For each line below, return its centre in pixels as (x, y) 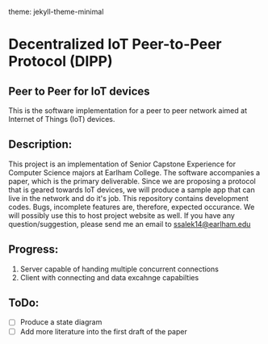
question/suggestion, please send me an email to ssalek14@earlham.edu (130, 224)
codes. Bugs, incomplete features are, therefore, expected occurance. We (132, 207)
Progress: (33, 250)
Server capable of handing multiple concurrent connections (119, 269)
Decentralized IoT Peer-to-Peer (115, 44)
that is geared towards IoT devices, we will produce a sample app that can (132, 190)
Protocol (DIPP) (61, 62)
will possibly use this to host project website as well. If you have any (122, 215)
